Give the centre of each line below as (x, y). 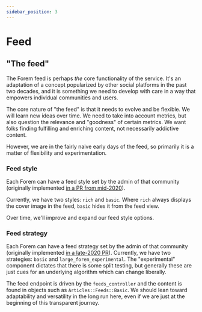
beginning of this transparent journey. (53, 303)
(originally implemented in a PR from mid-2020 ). (66, 188)
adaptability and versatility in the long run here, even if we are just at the (96, 296)
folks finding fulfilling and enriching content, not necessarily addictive (93, 128)
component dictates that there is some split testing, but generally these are (99, 266)
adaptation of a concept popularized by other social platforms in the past (96, 84)
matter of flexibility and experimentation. (57, 153)
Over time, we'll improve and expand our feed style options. (80, 217)
